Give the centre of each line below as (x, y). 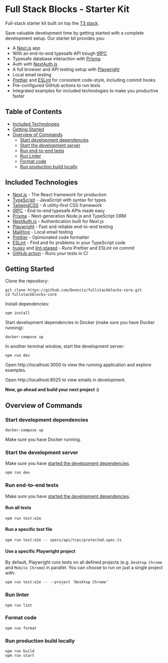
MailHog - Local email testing (43, 232)
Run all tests (18, 508)
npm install (17, 313)
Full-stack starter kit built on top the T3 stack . (52, 23)
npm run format (21, 628)
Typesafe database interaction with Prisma (56, 58)
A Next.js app (26, 48)
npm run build (20, 651)
